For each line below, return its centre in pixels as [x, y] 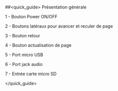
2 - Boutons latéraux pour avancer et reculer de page [59, 26]
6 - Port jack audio [24, 64]
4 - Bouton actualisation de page [38, 45]
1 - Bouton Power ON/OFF [31, 16]
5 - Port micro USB [24, 55]
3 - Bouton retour [23, 36]
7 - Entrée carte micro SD [31, 74]
